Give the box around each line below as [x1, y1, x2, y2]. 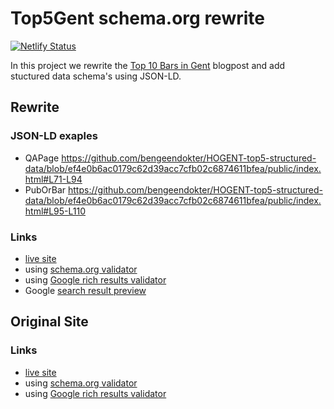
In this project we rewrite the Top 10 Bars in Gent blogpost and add [10, 59, 286, 71]
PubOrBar [24, 183, 67, 196]
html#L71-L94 [24, 173, 83, 185]
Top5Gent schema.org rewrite [10, 7, 265, 30]
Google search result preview [24, 284, 147, 296]
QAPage [24, 152, 60, 164]
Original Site [10, 313, 89, 331]
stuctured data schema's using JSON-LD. [10, 70, 182, 82]
